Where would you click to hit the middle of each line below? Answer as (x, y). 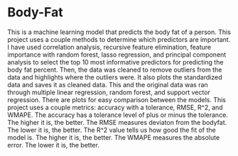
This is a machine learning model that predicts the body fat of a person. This (119, 32)
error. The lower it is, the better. (53, 145)
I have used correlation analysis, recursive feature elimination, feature (109, 47)
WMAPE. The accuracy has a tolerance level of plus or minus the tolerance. (118, 115)
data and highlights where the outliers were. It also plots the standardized (115, 77)
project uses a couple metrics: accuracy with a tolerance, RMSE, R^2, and (115, 107)
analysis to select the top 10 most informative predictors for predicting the (115, 62)
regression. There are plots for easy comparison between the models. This (117, 99)
